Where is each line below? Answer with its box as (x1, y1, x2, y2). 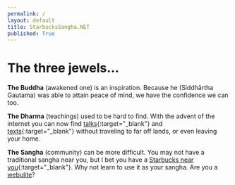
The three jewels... (7, 60, 120, 76)
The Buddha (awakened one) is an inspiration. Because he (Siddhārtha (7, 84, 214, 92)
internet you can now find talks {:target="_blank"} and (7, 120, 163, 128)
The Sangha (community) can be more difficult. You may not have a (7, 148, 205, 157)
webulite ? (7, 170, 35, 179)
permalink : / (7, 10, 46, 18)
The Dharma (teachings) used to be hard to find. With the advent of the (7, 112, 215, 120)
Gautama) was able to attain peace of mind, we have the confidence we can (7, 91, 229, 99)
